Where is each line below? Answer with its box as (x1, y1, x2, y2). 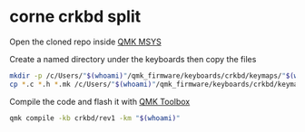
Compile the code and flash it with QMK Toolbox (9, 96, 191, 107)
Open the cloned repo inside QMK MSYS (9, 36, 162, 47)
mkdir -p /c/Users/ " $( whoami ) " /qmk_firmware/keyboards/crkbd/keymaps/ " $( (9, 71, 295, 80)
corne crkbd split (9, 6, 142, 27)
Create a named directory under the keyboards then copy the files (9, 53, 257, 64)
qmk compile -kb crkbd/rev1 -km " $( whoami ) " (9, 113, 181, 123)
